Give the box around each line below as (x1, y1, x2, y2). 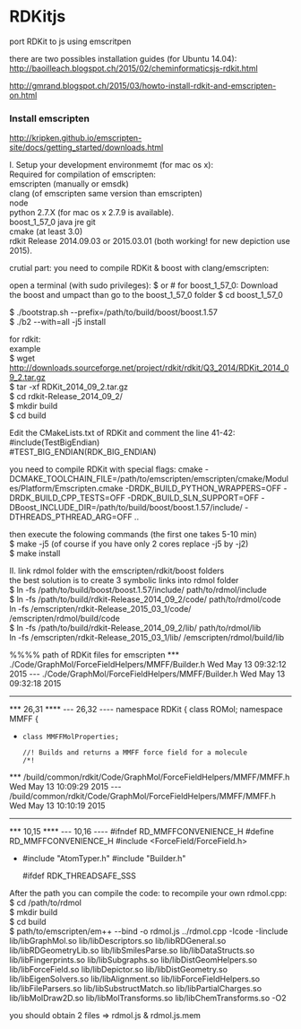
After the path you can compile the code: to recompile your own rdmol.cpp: (9, 888, 288, 899)
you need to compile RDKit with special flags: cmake (9, 464, 203, 475)
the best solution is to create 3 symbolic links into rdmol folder (9, 575, 239, 586)
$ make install (9, 548, 61, 559)
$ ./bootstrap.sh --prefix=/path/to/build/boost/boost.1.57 (9, 307, 218, 318)
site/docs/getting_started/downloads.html (9, 142, 164, 153)
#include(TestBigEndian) (9, 437, 100, 448)
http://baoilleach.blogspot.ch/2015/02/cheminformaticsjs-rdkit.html (9, 63, 258, 74)
